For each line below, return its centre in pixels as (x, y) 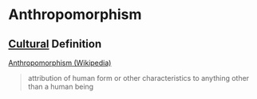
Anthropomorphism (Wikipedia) (60, 63)
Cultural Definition (55, 44)
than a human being (61, 86)
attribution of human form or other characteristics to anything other (138, 78)
